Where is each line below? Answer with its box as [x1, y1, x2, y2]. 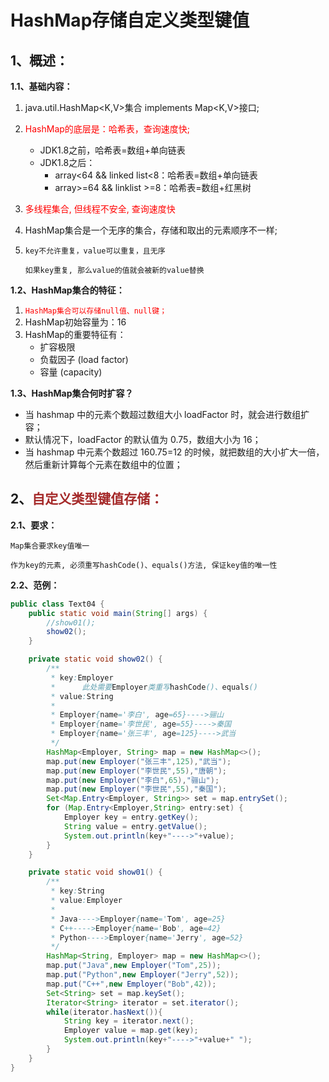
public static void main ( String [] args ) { [28, 608, 208, 618]
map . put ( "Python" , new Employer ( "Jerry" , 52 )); [46, 970, 240, 980]
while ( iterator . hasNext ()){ [46, 1007, 163, 1017]
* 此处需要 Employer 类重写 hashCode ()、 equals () [50, 682, 258, 692]
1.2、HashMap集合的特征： [10, 284, 125, 296]
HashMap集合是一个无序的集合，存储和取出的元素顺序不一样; [24, 224, 278, 236]
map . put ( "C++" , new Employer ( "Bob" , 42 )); [46, 979, 217, 989]
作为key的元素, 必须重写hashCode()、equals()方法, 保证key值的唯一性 [10, 560, 278, 570]
